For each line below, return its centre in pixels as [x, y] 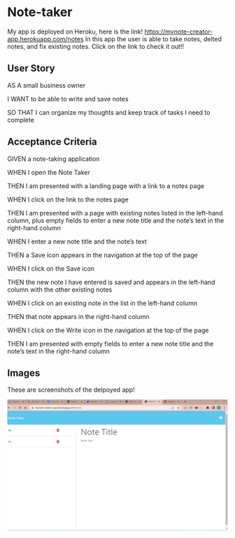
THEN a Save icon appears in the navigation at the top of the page [102, 255]
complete [21, 120]
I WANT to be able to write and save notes [68, 99]
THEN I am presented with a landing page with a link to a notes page [106, 185]
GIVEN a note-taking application [54, 159]
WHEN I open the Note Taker [49, 172]
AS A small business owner [47, 85]
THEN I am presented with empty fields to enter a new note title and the [111, 344]
